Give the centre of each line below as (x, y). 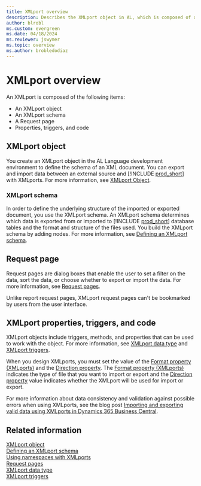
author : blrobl (25, 23)
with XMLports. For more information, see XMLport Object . (79, 180)
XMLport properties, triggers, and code (81, 323)
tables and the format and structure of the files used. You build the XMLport (100, 227)
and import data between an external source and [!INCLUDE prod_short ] (95, 174)
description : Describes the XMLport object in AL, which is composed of (99, 17)
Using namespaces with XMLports (49, 457)
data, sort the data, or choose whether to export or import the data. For (94, 280)
